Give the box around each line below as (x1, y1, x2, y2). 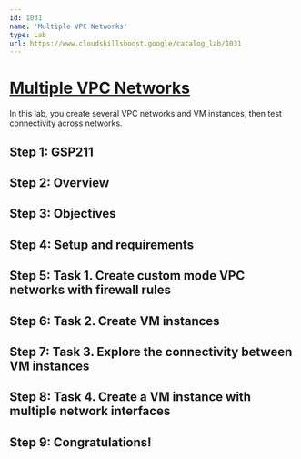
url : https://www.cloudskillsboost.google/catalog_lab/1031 (9, 38, 243, 48)
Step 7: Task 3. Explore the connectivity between (9, 343, 293, 360)
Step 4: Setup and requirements (9, 237, 195, 252)
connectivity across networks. (9, 117, 123, 128)
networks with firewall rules (9, 282, 171, 298)
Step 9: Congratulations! (9, 434, 152, 450)
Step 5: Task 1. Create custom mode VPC (9, 268, 246, 283)
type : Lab (9, 30, 47, 39)
